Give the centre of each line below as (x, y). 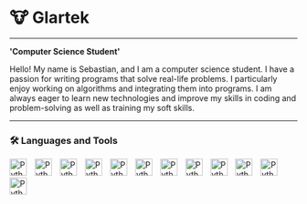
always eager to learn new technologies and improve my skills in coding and (153, 97)
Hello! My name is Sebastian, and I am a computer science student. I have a (152, 69)
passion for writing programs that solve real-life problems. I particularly (143, 78)
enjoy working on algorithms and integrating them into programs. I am (141, 88)
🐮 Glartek (49, 18)
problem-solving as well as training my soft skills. (102, 107)
